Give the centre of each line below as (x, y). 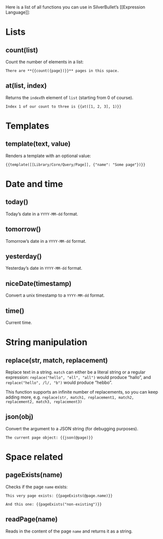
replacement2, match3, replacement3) (44, 402)
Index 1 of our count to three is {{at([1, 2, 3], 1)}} (63, 106)
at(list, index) (26, 86)
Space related (34, 457)
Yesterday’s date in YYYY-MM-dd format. (44, 268)
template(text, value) (38, 144)
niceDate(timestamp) (39, 283)
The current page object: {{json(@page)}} (49, 438)
